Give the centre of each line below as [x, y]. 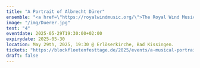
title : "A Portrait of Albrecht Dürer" [56, 12]
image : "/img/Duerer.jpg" [38, 22]
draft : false [22, 56]
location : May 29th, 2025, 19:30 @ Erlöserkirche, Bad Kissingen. [90, 45]
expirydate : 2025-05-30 [36, 39]
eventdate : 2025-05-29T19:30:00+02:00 [54, 34]
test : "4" [18, 28]
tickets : [17, 50]
